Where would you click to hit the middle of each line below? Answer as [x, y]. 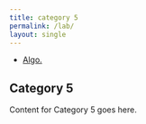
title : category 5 [44, 18]
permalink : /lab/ [42, 26]
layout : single [38, 34]
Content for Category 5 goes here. [73, 110]
